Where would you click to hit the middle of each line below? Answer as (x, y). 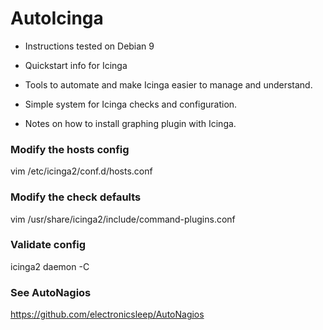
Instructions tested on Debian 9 (89, 46)
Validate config (48, 245)
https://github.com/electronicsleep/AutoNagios (107, 314)
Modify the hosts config (70, 149)
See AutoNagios (51, 292)
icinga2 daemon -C (50, 266)
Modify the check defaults (76, 197)
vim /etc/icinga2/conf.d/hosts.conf (81, 171)
